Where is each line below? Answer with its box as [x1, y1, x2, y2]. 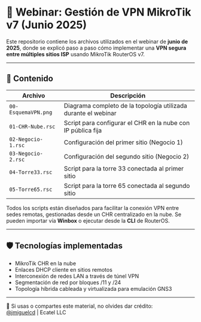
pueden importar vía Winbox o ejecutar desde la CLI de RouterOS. [6, 217, 170, 224]
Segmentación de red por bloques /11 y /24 [14, 278, 121, 286]
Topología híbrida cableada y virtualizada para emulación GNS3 [14, 285, 172, 292]
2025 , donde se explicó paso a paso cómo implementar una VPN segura [6, 44, 187, 51]
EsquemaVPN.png [9, 109, 53, 116]
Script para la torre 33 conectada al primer [63, 164, 184, 172]
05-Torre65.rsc [9, 186, 53, 193]
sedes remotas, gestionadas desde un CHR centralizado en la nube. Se [6, 211, 181, 218]
